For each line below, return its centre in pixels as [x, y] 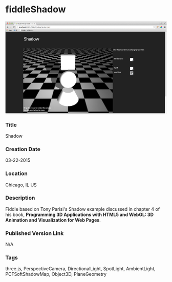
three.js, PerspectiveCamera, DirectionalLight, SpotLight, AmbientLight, [81, 269]
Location [17, 173]
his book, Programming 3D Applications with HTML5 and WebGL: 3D [79, 214]
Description [20, 198]
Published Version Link [35, 233]
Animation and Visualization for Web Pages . [53, 220]
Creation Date [23, 149]
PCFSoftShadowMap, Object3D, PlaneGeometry [56, 274]
